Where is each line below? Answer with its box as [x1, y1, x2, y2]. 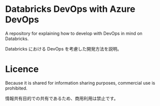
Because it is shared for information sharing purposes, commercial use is [5, 80, 156, 86]
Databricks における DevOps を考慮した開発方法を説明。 [5, 46, 122, 52]
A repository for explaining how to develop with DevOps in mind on [5, 30, 143, 36]
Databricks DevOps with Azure [5, 3, 136, 15]
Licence [5, 63, 39, 75]
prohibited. [5, 85, 27, 91]
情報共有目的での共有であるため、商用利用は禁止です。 [5, 95, 119, 101]
